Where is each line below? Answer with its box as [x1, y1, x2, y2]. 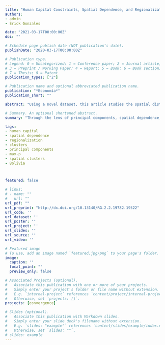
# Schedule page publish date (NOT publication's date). [5, 43, 124, 48]
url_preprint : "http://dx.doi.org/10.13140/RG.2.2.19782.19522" [5, 205, 139, 210]
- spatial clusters [5, 156, 45, 161]
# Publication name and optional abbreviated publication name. [5, 84, 139, 89]
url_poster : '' [5, 219, 36, 224]
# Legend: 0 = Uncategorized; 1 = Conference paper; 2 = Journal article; [5, 61, 162, 66]
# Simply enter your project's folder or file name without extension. [5, 287, 160, 292]
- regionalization [5, 138, 43, 143]
